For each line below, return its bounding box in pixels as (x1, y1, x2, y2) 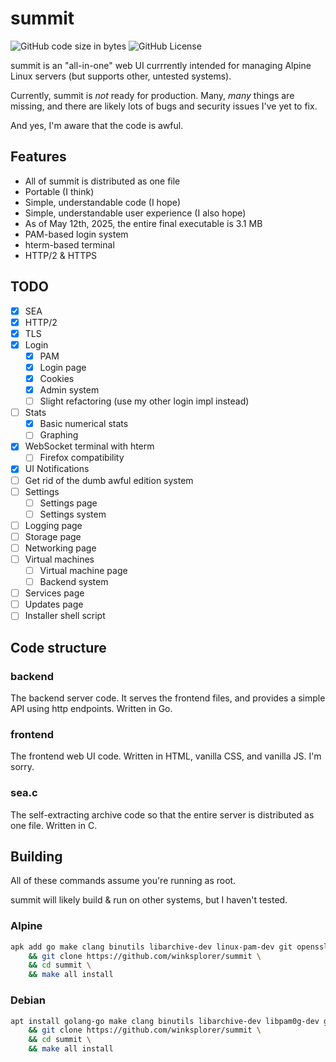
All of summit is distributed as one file (24, 175, 181, 187)
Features (10, 148, 67, 166)
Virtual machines (24, 553, 95, 565)
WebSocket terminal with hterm (24, 440, 155, 452)
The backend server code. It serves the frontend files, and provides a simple (10, 692, 326, 704)
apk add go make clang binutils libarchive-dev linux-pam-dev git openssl (10, 942, 329, 952)
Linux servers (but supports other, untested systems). (10, 70, 232, 82)
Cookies (39, 372, 75, 384)
